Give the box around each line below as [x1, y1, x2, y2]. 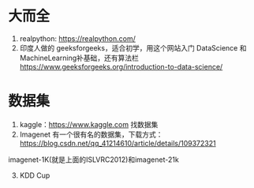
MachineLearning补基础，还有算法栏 [19, 53, 140, 62]
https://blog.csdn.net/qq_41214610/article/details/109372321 [19, 138, 216, 148]
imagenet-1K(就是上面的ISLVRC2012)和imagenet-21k [8, 155, 179, 164]
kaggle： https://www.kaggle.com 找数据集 [19, 119, 159, 129]
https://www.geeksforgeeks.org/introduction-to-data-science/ [19, 62, 223, 71]
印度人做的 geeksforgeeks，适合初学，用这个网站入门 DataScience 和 [19, 43, 247, 52]
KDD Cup [19, 171, 50, 180]
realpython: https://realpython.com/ [19, 33, 136, 43]
